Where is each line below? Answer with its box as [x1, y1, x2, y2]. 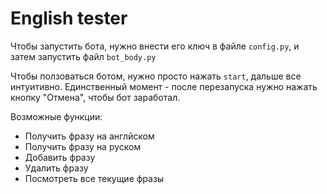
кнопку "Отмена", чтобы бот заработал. [10, 91, 181, 103]
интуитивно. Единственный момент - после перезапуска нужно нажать [10, 80, 318, 92]
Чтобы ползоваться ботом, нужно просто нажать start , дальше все [10, 70, 302, 82]
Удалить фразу [24, 162, 89, 174]
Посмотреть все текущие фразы [24, 172, 165, 184]
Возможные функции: [10, 110, 103, 122]
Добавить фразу [24, 151, 96, 163]
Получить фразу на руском [24, 140, 142, 152]
